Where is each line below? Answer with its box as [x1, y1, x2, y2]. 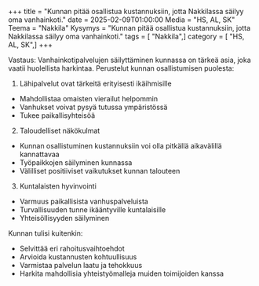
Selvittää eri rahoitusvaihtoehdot [19, 244, 126, 253]
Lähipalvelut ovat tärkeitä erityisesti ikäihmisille [19, 79, 172, 88]
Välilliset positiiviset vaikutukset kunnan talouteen [19, 167, 181, 175]
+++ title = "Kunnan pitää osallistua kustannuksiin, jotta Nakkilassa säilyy [8, 7, 244, 16]
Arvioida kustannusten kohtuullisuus [19, 252, 137, 262]
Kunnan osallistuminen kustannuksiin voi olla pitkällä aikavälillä [19, 141, 222, 150]
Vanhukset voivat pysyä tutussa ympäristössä [19, 102, 168, 112]
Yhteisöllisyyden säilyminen [19, 214, 110, 222]
